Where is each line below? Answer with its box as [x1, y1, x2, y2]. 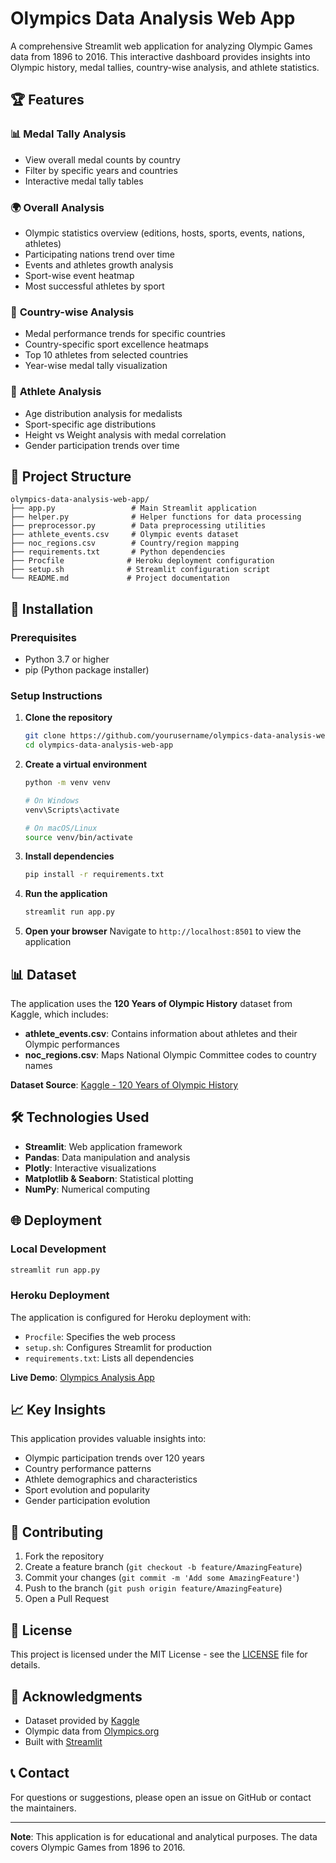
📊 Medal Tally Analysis [10, 127, 127, 141]
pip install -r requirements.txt [24, 870, 165, 880]
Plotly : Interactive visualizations [24, 1162, 157, 1174]
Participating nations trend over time [24, 248, 175, 260]
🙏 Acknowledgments [10, 1688, 143, 1705]
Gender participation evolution [24, 1495, 151, 1507]
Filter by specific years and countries [24, 164, 178, 176]
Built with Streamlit [24, 1735, 103, 1747]
